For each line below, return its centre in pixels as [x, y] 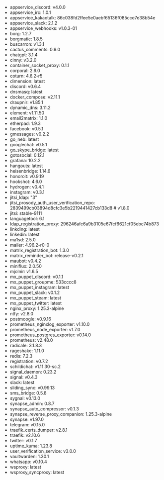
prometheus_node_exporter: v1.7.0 [45, 330]
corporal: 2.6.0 [25, 71]
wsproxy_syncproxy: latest [37, 472]
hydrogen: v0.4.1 [27, 187]
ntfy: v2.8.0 [22, 314]
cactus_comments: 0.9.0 [35, 49]
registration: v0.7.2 [29, 361]
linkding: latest [25, 229]
